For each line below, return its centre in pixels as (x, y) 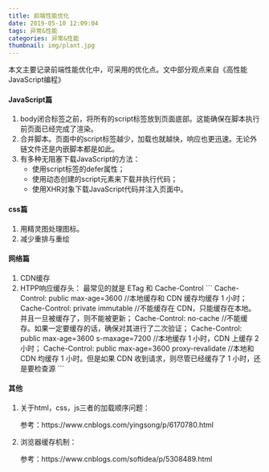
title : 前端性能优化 (39, 16)
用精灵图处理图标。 (52, 228)
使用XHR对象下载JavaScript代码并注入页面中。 (110, 189)
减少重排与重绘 (45, 239)
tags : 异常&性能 (33, 31)
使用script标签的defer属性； (78, 169)
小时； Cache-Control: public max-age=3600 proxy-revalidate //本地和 (137, 348)
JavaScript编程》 (37, 80)
